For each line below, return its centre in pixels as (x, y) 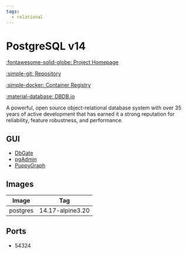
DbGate (24, 153)
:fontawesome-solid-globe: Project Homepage (62, 62)
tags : (13, 11)
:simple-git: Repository (34, 73)
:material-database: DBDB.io (41, 96)
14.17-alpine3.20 (64, 210)
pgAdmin (26, 159)
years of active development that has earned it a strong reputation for (90, 114)
